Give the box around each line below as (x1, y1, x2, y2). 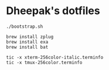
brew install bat (6, 44, 49, 50)
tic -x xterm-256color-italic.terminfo (6, 54, 104, 60)
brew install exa (6, 39, 49, 45)
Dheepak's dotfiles (6, 4, 101, 18)
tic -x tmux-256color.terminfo (6, 59, 83, 65)
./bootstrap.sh (6, 24, 43, 29)
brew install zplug (6, 34, 54, 39)
